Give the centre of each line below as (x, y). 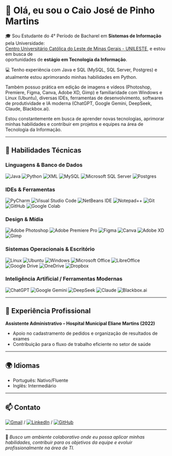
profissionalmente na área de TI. (40, 448)
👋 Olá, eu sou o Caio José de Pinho (80, 10)
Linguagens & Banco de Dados (44, 165)
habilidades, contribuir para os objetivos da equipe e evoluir (69, 443)
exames (21, 339)
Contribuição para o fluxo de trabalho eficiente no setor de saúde (82, 344)
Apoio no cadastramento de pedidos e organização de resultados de (85, 333)
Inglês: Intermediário (34, 386)
